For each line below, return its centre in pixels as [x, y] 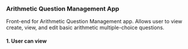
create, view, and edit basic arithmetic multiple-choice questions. [85, 27]
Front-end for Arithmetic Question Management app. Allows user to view [94, 22]
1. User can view [27, 41]
